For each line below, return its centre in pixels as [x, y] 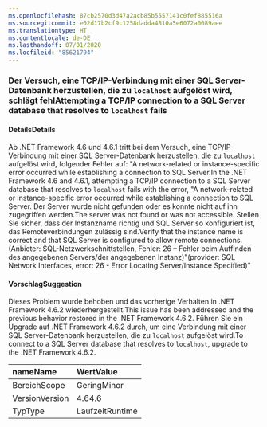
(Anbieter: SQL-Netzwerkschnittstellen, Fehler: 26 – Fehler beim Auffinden [130, 249]
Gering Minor [100, 386]
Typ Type [29, 411]
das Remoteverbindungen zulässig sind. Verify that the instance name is [126, 232]
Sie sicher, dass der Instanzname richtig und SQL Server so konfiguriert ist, [132, 223]
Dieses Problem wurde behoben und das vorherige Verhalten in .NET [122, 302]
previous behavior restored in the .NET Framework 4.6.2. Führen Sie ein [126, 319]
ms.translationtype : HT [48, 30]
